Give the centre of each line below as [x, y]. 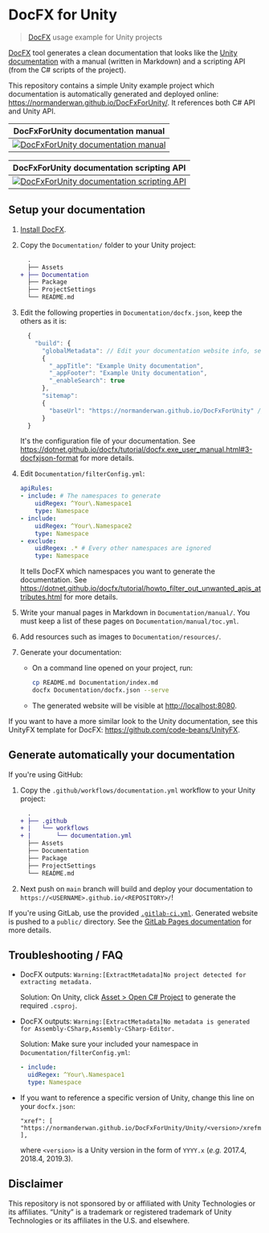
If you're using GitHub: [46, 774]
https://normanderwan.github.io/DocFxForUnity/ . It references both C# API [132, 102]
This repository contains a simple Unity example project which [112, 85]
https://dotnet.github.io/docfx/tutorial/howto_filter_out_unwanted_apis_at [140, 589]
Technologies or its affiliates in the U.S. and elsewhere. [99, 1220]
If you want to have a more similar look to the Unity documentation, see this [133, 721]
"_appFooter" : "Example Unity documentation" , [128, 373]
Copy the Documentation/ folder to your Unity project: [108, 245]
